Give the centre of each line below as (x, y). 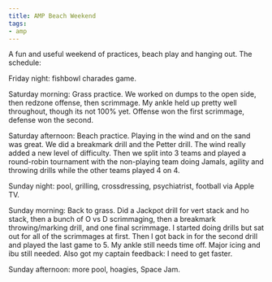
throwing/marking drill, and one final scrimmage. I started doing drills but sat (136, 228)
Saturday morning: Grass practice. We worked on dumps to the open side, (133, 94)
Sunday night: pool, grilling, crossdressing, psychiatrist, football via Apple (131, 186)
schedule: (25, 63)
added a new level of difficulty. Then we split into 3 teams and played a (127, 153)
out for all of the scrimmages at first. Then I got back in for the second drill (133, 236)
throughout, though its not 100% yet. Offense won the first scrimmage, (127, 111)
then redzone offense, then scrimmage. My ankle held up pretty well (123, 103)
